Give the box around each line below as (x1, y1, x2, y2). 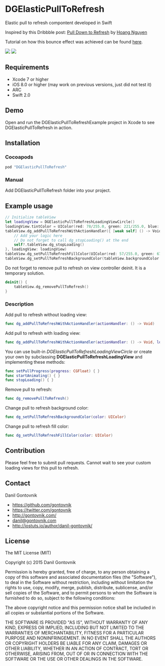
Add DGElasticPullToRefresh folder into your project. (5, 188, 111, 193)
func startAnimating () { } (5, 373, 60, 378)
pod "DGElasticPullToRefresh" (5, 165, 67, 170)
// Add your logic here (14, 233, 63, 238)
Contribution (5, 446, 45, 455)
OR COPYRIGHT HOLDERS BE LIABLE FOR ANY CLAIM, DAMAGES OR (5, 640, 147, 646)
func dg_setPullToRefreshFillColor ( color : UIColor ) (5, 433, 113, 438)
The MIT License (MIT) (5, 550, 52, 556)
